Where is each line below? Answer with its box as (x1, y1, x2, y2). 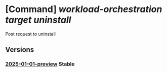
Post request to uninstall (5, 31, 56, 37)
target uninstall (5, 14, 71, 26)
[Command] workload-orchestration (5, 4, 162, 15)
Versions (5, 45, 34, 54)
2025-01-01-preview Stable (5, 60, 75, 67)
